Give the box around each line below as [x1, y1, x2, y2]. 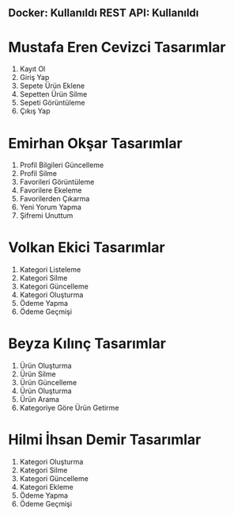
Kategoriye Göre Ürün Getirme [19, 403, 119, 413]
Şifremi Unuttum [19, 211, 74, 220]
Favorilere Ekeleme [19, 185, 82, 195]
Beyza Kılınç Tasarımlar [8, 334, 166, 353]
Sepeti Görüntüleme [19, 98, 85, 108]
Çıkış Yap [19, 106, 51, 116]
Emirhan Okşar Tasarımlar [8, 134, 183, 152]
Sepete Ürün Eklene [19, 81, 85, 90]
